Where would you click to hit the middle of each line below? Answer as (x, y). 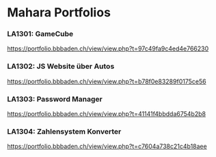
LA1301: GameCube (40, 34)
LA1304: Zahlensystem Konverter (64, 131)
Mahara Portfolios (59, 13)
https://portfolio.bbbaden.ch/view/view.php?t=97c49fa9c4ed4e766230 (108, 48)
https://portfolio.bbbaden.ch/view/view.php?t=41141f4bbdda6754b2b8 (107, 114)
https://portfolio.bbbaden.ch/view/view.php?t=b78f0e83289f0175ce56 (107, 81)
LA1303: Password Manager (55, 99)
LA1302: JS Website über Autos (61, 66)
